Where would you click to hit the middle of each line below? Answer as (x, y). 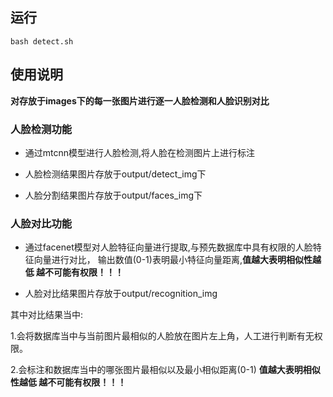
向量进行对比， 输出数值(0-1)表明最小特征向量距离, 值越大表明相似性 (173, 260)
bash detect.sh (42, 41)
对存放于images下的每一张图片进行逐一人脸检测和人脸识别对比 (140, 100)
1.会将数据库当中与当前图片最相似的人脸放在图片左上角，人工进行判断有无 (162, 336)
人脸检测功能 (41, 129)
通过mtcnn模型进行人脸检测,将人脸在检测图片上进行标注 (140, 152)
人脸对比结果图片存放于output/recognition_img (121, 294)
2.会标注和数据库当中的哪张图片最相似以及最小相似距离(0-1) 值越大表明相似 (165, 370)
